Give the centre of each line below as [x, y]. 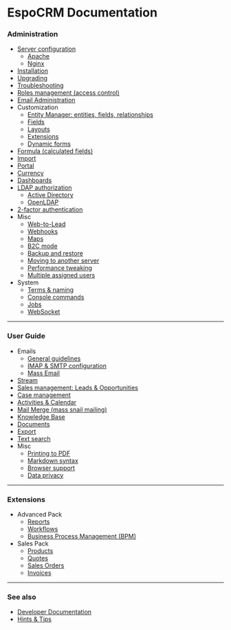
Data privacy [45, 475]
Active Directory [50, 195]
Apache [38, 56]
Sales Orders [46, 565]
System [28, 282]
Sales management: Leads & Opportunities [78, 387]
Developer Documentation [54, 612]
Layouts [38, 129]
